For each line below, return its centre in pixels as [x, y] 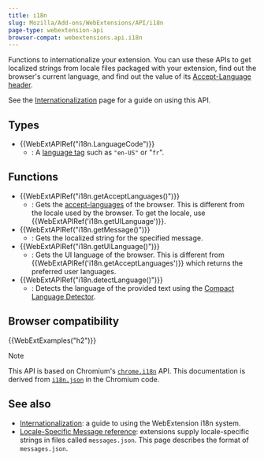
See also [30, 404]
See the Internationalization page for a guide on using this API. [110, 100]
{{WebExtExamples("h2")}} [52, 340]
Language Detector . [63, 296]
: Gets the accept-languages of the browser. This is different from [138, 204]
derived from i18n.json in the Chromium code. [84, 379]
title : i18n [28, 15]
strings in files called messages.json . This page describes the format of [134, 440]
